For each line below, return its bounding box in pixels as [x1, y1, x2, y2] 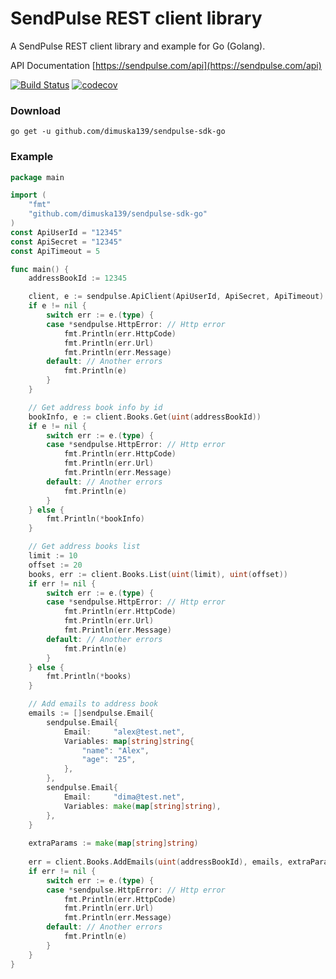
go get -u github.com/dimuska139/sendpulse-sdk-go [10, 127, 226, 137]
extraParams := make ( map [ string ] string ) [28, 838, 199, 849]
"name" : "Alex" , [81, 745, 150, 756]
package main [10, 172, 65, 182]
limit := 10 [28, 551, 78, 561]
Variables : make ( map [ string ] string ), [63, 801, 222, 811]
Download [10, 103, 62, 117]
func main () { [10, 264, 70, 274]
